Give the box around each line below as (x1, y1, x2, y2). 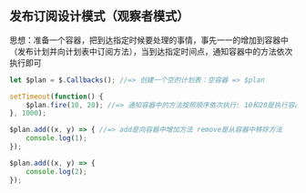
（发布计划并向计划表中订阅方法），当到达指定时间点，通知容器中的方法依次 (9, 46, 293, 56)
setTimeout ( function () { (9, 92, 104, 101)
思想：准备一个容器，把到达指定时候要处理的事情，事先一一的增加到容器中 (9, 35, 289, 46)
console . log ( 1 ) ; (25, 134, 88, 143)
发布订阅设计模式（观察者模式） (9, 8, 189, 25)
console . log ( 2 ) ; (25, 167, 88, 176)
